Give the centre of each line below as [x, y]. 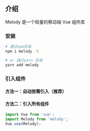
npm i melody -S [22, 51]
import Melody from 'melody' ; [37, 119]
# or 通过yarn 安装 [24, 60]
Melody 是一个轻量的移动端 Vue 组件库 [45, 22]
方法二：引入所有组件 [27, 104]
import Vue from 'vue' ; [30, 115]
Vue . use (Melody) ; [23, 124]
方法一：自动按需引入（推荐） [36, 92]
